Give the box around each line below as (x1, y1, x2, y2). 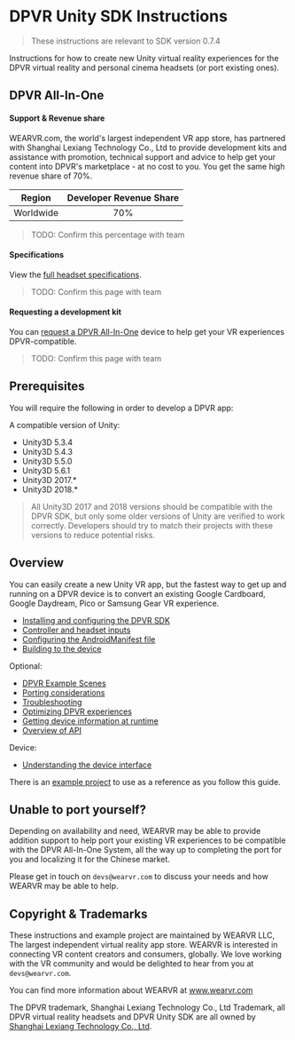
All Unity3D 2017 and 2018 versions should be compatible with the (30, 501, 273, 512)
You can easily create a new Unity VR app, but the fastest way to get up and (9, 579, 287, 590)
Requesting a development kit (9, 306, 122, 317)
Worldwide (13, 206, 59, 218)
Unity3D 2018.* (21, 484, 78, 495)
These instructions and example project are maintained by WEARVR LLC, (9, 930, 276, 941)
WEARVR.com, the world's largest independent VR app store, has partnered (9, 132, 286, 143)
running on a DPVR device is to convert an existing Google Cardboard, (9, 588, 266, 599)
